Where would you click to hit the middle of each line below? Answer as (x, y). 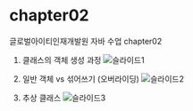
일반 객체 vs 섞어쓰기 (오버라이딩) (81, 79)
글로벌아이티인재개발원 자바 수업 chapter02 (86, 41)
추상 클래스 (42, 98)
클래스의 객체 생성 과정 (62, 59)
